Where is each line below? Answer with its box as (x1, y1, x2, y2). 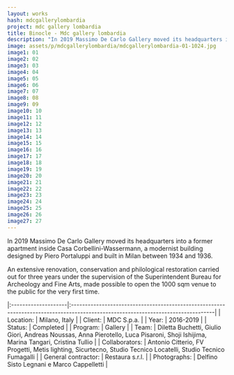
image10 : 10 (7, 107, 42, 114)
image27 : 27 (7, 217, 42, 224)
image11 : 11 (7, 114, 42, 121)
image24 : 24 (7, 198, 42, 206)
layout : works (7, 10, 49, 17)
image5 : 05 (7, 75, 39, 82)
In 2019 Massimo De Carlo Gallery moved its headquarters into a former (7, 236, 213, 245)
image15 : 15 (7, 140, 42, 147)
